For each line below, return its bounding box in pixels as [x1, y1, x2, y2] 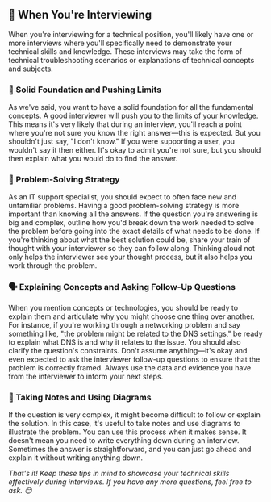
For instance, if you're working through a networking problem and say [8, 320, 240, 329]
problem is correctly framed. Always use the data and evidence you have [8, 362, 252, 372]
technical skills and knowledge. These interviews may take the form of [8, 46, 243, 56]
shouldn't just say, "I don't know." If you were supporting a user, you [8, 136, 236, 146]
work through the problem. [8, 261, 98, 270]
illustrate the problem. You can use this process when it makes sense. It [8, 427, 247, 437]
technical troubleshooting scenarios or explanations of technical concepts [8, 55, 255, 65]
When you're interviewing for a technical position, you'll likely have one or [8, 29, 254, 39]
